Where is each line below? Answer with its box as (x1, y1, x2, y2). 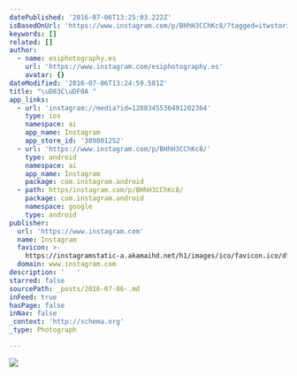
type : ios (25, 111, 62, 120)
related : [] (9, 37, 53, 47)
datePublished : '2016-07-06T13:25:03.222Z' (9, 12, 172, 22)
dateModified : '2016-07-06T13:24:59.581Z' (9, 79, 168, 88)
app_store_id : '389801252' (25, 136, 125, 145)
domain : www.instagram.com (17, 260, 117, 269)
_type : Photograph (9, 326, 77, 334)
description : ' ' (9, 268, 81, 277)
